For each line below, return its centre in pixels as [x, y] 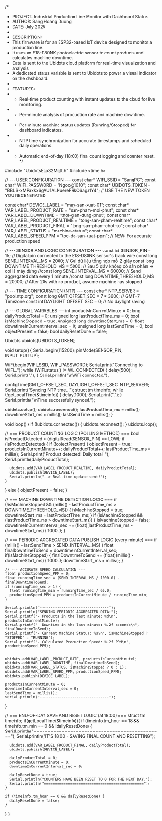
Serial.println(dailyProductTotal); [37, 459]
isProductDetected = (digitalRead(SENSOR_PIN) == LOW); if [65, 439]
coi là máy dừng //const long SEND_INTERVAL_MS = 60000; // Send [73, 271]
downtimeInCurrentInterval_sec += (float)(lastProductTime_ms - [69, 525]
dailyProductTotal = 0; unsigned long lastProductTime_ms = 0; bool [72, 316]
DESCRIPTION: [27, 37]
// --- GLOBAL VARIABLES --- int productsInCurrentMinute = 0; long [73, 311]
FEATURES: [23, 89]
